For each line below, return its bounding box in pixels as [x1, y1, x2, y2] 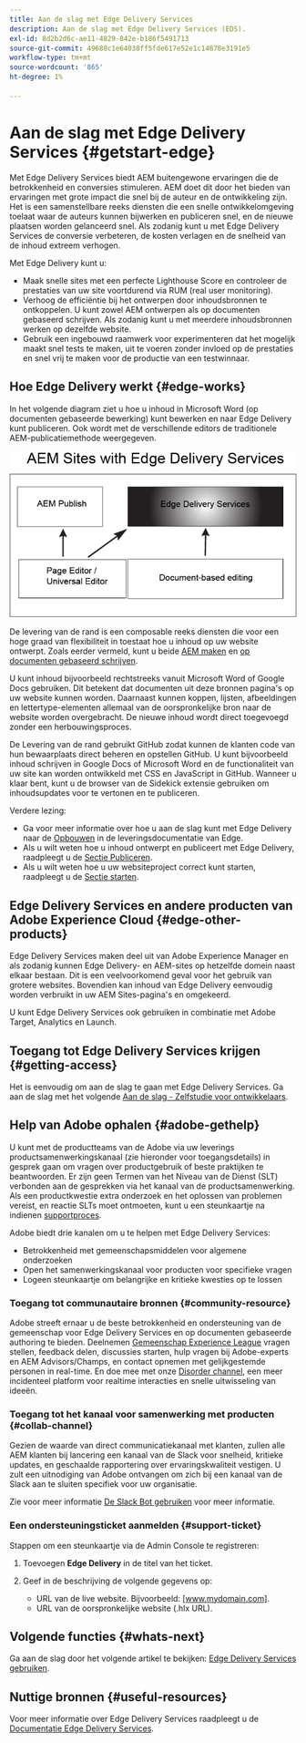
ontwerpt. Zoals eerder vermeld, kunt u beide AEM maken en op [9, 645, 250, 656]
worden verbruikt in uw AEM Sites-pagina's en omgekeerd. [9, 989, 231, 1000]
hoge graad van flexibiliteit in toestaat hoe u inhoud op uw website [9, 636, 259, 647]
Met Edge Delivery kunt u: [9, 257, 107, 268]
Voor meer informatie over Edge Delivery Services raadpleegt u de [9, 1714, 260, 1725]
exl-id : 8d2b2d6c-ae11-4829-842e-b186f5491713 [9, 34, 189, 43]
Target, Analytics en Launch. [9, 1016, 117, 1027]
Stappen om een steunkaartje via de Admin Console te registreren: [9, 1540, 260, 1551]
